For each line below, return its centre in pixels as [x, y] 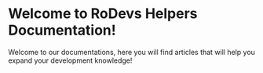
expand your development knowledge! [70, 60]
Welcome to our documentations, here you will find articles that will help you [131, 52]
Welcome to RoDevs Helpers [103, 14]
